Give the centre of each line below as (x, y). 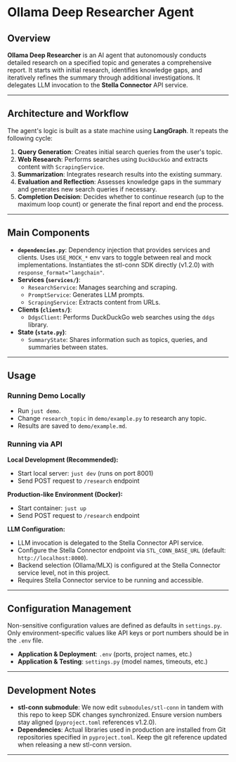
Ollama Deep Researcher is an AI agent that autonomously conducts (107, 55)
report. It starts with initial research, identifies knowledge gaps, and (105, 70)
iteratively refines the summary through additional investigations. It (104, 77)
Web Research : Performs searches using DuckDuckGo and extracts (113, 159)
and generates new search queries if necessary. (87, 189)
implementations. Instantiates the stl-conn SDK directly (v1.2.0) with (116, 265)
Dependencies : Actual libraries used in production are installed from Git (122, 730)
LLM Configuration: (36, 529)
